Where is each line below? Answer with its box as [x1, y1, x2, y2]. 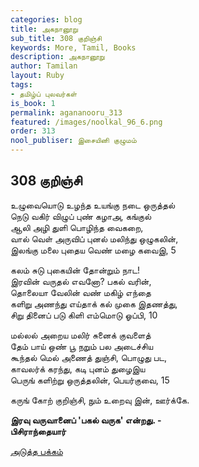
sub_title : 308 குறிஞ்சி [10, 33, 102, 43]
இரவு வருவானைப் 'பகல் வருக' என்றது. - [10, 414, 162, 426]
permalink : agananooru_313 [10, 107, 123, 118]
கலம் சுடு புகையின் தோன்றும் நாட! [10, 264, 141, 276]
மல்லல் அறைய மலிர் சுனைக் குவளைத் [10, 329, 152, 341]
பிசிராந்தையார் [10, 425, 67, 437]
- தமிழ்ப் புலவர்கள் [10, 89, 78, 99]
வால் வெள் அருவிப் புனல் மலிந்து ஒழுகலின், [10, 232, 179, 245]
